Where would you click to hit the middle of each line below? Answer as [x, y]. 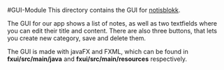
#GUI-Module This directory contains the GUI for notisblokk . [94, 10]
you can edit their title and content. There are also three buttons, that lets [112, 31]
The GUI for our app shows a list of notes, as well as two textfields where [112, 23]
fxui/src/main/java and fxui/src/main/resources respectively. [97, 59]
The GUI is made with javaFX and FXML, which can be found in [98, 52]
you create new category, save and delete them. [77, 38]
